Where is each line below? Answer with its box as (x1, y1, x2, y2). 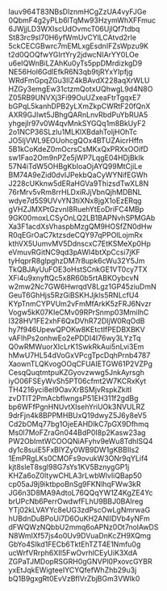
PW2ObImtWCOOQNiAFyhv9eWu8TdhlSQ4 (8, 437, 153, 445)
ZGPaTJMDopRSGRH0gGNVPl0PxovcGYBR (8, 557, 152, 566)
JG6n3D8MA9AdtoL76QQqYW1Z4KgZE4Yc (8, 488, 153, 497)
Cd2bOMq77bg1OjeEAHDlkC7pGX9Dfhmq (8, 420, 149, 428)
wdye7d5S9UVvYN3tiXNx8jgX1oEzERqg (8, 196, 143, 205)
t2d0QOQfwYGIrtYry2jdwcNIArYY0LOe (8, 50, 140, 59)
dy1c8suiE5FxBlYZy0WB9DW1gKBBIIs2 (8, 445, 140, 454)
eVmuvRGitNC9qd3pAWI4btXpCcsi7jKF (8, 247, 141, 257)
